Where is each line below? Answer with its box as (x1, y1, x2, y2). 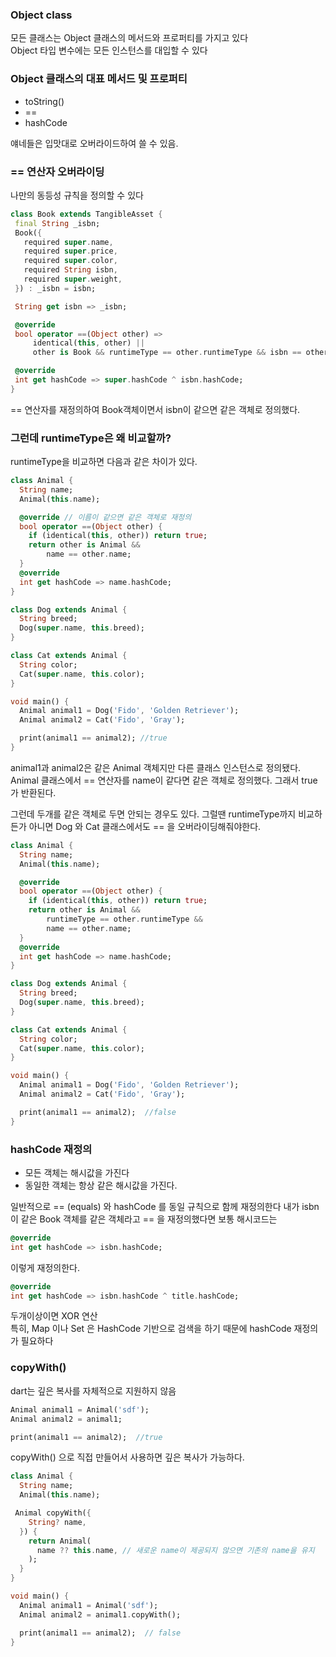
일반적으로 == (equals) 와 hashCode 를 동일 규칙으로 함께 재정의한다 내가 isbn (10, 1200, 320, 1212)
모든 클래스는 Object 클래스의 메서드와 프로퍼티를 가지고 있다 (10, 32, 249, 44)
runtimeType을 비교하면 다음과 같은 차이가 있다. (10, 456, 198, 468)
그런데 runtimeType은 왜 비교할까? (10, 431, 172, 445)
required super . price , (23, 246, 118, 257)
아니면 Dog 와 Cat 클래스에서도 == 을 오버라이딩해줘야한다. (28, 820, 262, 832)
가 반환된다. (10, 786, 57, 798)
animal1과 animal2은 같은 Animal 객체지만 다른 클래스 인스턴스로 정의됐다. (10, 761, 302, 773)
